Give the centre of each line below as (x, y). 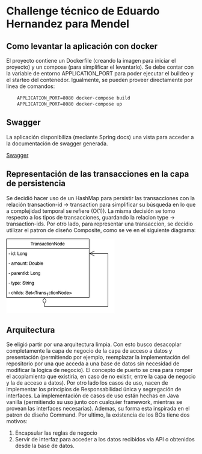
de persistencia (36, 184)
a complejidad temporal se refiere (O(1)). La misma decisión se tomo (91, 211)
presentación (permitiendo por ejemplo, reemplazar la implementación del (98, 358)
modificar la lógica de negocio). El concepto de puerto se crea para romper (99, 370)
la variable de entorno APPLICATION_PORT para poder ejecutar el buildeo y (100, 73)
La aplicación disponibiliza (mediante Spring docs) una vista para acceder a (100, 137)
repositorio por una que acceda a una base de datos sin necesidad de (93, 364)
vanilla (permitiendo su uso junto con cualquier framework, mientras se (94, 402)
